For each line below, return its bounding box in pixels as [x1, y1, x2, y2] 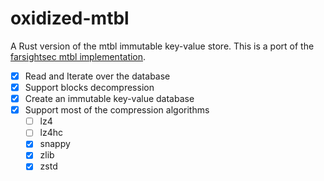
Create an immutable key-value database [24, 93, 195, 105]
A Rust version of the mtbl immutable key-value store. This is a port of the [10, 40, 315, 52]
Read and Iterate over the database [24, 70, 171, 82]
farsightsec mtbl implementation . [10, 50, 147, 62]
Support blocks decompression [24, 82, 155, 93]
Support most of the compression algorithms [24, 104, 210, 116]
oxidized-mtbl [10, 7, 130, 30]
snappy [39, 138, 71, 150]
